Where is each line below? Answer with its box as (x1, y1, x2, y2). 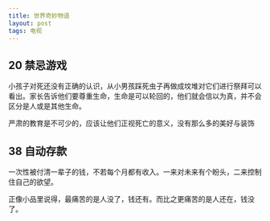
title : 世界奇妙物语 (8, 11, 70, 20)
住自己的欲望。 (8, 178, 58, 186)
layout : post (8, 19, 52, 27)
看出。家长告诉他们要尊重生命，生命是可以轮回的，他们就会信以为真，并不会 (8, 92, 262, 101)
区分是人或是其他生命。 (8, 101, 86, 111)
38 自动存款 (8, 144, 67, 158)
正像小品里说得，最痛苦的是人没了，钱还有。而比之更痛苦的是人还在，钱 (8, 194, 247, 203)
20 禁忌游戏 (8, 58, 67, 72)
